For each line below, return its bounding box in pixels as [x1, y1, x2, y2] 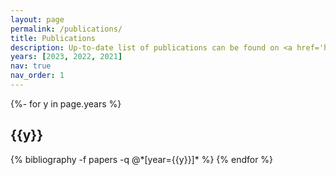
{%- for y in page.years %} [10, 97, 122, 110]
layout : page [10, 14, 65, 25]
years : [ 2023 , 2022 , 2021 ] [10, 52, 123, 62]
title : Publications [10, 33, 97, 43]
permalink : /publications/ [10, 24, 123, 34]
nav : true [10, 61, 52, 71]
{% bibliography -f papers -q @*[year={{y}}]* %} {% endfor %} [10, 153, 274, 165]
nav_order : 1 [10, 71, 65, 81]
